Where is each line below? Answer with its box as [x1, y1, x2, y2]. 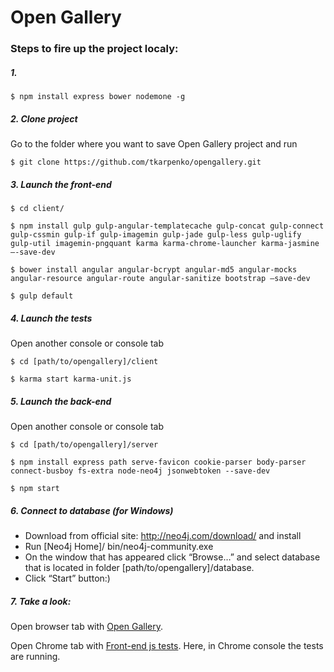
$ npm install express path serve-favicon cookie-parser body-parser [10, 457, 307, 467]
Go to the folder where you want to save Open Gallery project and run [10, 138, 298, 150]
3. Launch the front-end [10, 178, 112, 190]
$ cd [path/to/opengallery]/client [10, 356, 159, 366]
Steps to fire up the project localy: [10, 42, 179, 56]
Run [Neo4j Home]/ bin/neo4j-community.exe [24, 540, 214, 552]
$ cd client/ [10, 204, 65, 214]
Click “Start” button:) [24, 572, 111, 584]
